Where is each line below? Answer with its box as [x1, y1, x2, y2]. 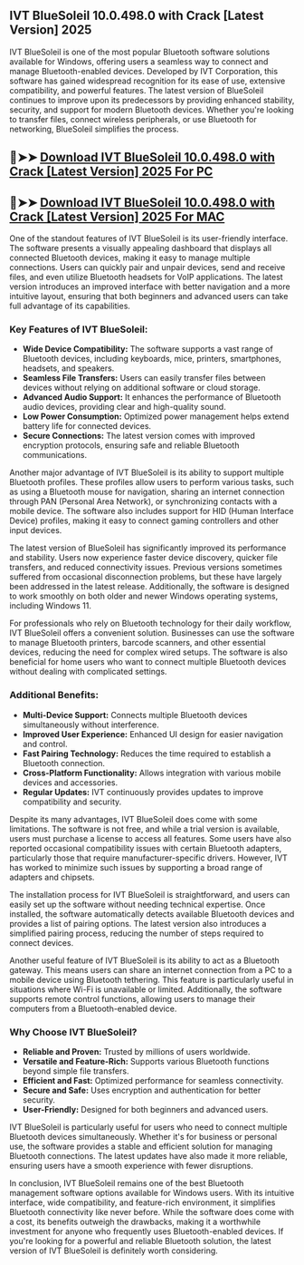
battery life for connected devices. [22, 421, 152, 432]
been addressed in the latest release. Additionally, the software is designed [9, 581, 290, 592]
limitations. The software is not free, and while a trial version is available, [9, 823, 280, 834]
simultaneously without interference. [22, 719, 160, 730]
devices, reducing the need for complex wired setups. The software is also [9, 647, 288, 657]
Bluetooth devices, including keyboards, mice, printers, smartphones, [22, 354, 282, 365]
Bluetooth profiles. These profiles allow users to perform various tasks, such [9, 477, 294, 488]
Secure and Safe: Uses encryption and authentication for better [22, 1085, 261, 1095]
